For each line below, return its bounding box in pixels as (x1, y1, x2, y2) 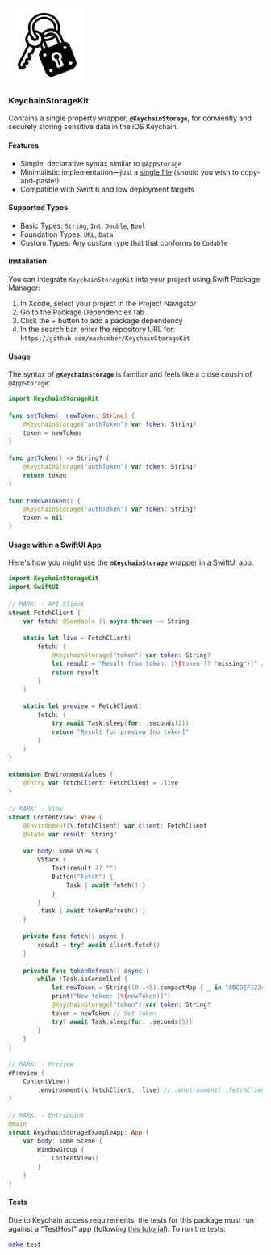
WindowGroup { (37, 1145, 85, 1153)
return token (23, 471, 67, 479)
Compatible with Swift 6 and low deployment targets (19, 184, 195, 194)
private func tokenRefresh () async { (23, 967, 150, 975)
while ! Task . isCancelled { (37, 975, 128, 983)
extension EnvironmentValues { (8, 770, 114, 779)
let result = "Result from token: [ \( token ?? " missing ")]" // (51, 660, 269, 668)
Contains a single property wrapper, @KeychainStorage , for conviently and (8, 113, 252, 123)
